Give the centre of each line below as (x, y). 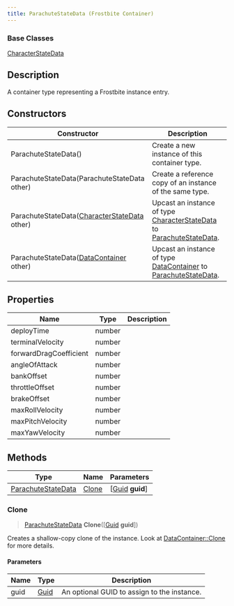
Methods (27, 457)
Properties (31, 299)
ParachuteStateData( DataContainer (69, 257)
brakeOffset (30, 399)
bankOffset (29, 376)
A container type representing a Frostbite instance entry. (88, 92)
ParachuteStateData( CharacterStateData (77, 215)
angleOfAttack (34, 365)
